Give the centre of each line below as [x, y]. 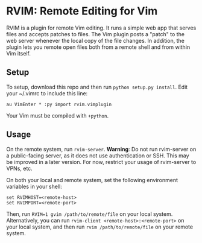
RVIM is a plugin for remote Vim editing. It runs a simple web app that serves [101, 28]
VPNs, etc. [20, 168]
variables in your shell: [34, 186]
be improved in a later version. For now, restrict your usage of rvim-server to [101, 162]
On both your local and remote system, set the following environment [92, 180]
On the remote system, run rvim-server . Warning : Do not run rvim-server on [101, 149]
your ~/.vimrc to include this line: [47, 93]
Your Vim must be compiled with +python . [58, 115]
